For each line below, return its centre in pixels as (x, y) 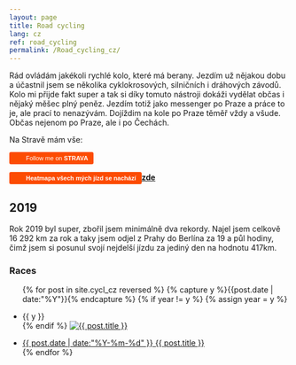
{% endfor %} (47, 353)
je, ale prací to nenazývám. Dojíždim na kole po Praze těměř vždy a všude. (145, 113)
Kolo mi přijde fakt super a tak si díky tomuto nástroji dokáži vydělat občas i (147, 95)
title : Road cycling (47, 26)
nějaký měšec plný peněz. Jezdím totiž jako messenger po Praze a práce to (147, 104)
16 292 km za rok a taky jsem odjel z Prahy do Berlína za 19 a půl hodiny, (142, 238)
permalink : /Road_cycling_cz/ (65, 50)
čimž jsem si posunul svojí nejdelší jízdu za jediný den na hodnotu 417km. (143, 247)
